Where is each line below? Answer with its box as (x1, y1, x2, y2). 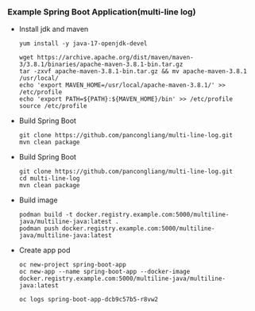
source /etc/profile (18, 102, 87, 110)
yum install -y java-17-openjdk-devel (18, 40, 148, 48)
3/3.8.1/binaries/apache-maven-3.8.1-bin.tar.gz (18, 60, 184, 69)
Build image (18, 195, 58, 205)
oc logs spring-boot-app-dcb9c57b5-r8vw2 (18, 296, 158, 304)
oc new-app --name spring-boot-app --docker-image (18, 268, 191, 276)
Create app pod (18, 245, 71, 255)
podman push (18, 225, 59, 232)
